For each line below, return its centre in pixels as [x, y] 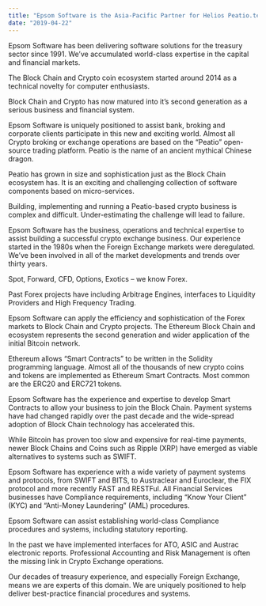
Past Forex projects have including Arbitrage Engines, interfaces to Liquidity [132, 294]
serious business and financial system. [71, 110]
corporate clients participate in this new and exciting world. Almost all [122, 133]
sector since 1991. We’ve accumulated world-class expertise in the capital [129, 54]
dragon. [21, 158]
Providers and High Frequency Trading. [72, 302]
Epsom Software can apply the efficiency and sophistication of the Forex [127, 318]
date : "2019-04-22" [40, 23]
